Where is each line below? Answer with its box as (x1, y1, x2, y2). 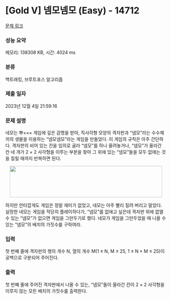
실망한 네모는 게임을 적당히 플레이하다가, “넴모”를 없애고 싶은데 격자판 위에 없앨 (5, 209, 164, 215)
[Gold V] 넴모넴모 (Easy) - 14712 (5, 5, 140, 16)
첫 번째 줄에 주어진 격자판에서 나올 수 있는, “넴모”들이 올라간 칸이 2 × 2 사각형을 (5, 281, 165, 288)
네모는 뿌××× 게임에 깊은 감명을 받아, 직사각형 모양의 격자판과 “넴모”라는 (5, 129, 151, 136)
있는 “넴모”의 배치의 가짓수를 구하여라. (5, 221, 82, 228)
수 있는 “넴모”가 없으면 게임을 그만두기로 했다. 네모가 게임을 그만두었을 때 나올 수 (5, 215, 166, 221)
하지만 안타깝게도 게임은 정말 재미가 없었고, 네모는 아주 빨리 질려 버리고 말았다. (5, 202, 162, 209)
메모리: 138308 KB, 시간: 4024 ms (5, 49, 76, 55)
